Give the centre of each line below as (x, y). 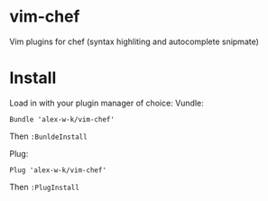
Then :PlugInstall (44, 187)
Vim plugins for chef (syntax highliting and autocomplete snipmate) (134, 41)
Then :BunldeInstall (48, 136)
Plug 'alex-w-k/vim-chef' (58, 170)
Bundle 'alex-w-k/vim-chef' (62, 119)
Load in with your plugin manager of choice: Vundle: (107, 103)
